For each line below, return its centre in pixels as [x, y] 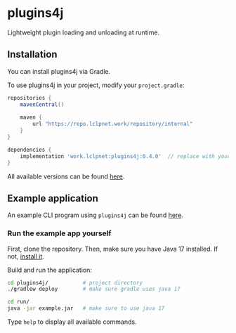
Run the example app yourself [59, 233]
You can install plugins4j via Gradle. [59, 71]
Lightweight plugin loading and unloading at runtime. [84, 32]
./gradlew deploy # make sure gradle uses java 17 [94, 289]
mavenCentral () [42, 104]
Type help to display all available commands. [72, 322]
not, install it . [26, 256]
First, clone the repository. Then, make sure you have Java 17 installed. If [113, 249]
